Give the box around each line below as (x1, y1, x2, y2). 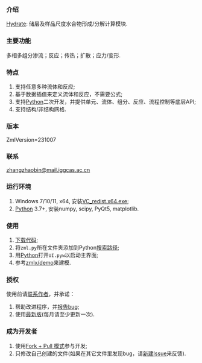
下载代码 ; (14, 236, 39, 244)
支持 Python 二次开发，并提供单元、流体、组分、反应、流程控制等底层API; (14, 98, 196, 105)
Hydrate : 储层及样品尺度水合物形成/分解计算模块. (6, 20, 128, 28)
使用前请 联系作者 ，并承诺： (6, 291, 75, 298)
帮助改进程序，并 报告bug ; (14, 303, 80, 311)
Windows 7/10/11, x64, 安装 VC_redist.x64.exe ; (14, 197, 129, 204)
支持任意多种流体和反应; (14, 83, 75, 90)
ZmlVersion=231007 (6, 136, 56, 144)
